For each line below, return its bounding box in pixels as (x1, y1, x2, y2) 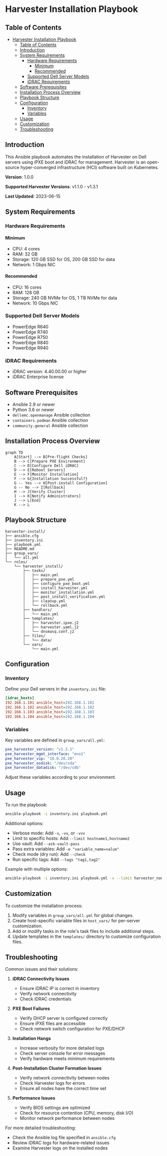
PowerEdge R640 (12, 324, 49, 330)
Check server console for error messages (19, 1050, 105, 1057)
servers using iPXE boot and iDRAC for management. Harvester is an (5, 159, 146, 165)
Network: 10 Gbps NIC (12, 300, 58, 306)
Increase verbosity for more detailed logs (19, 1045, 104, 1051)
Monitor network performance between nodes (19, 1115, 115, 1121)
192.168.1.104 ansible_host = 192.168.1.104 (5, 714, 94, 719)
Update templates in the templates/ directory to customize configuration (12, 933, 161, 939)
